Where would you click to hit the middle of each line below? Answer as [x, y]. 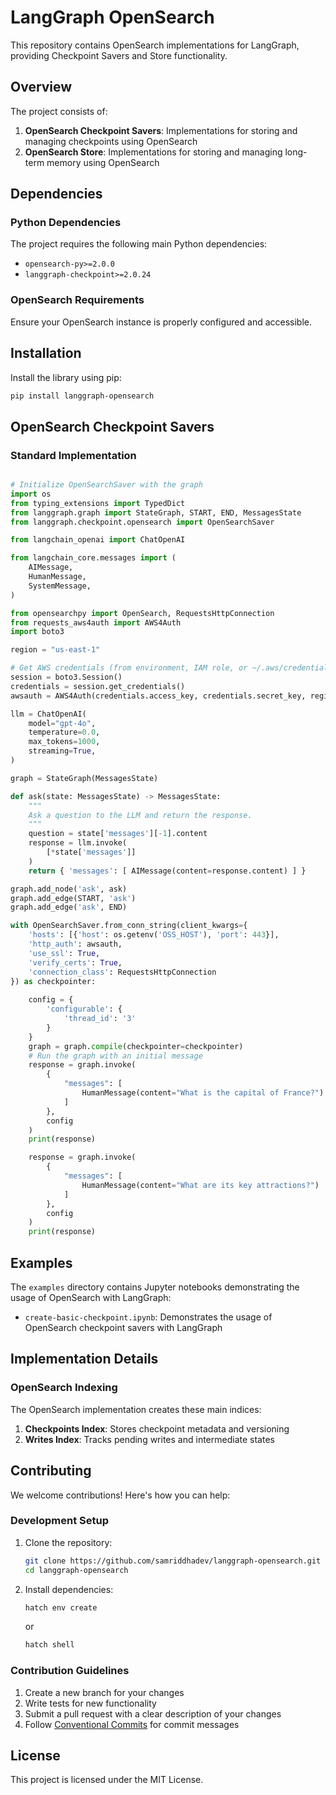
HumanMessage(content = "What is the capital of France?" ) [203, 1093]
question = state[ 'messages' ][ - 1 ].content [118, 834]
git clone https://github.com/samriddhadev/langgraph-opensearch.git [173, 1561]
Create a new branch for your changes [104, 1692]
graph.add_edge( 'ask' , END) [69, 907]
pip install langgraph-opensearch [82, 396]
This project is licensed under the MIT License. [107, 1780]
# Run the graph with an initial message [115, 1056]
